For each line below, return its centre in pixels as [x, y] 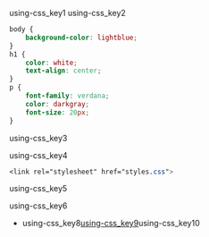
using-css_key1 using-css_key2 [68, 13]
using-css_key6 [38, 206]
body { [21, 30]
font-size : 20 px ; [58, 112]
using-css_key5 [38, 189]
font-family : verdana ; [67, 96]
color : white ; [51, 63]
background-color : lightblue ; [82, 38]
